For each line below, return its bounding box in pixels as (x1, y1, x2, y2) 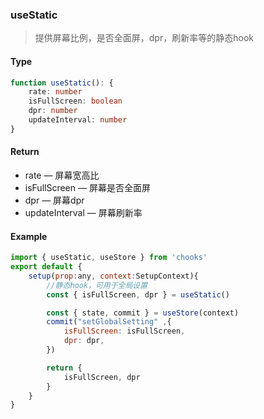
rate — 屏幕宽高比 (24, 169, 100, 181)
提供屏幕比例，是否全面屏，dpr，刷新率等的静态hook (34, 32, 254, 44)
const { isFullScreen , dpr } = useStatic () (46, 289, 230, 300)
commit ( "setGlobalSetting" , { (46, 317, 172, 327)
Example (10, 230, 48, 242)
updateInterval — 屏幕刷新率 (24, 206, 143, 218)
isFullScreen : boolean (28, 96, 123, 107)
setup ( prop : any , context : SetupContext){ (28, 271, 199, 281)
